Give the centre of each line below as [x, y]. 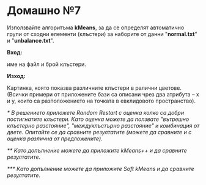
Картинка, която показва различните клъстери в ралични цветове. [94, 88]
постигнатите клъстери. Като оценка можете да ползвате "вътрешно [98, 119]
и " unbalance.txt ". [31, 40]
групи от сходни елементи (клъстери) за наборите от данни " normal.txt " [102, 34]
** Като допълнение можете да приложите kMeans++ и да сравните [97, 150]
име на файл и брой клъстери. [46, 64]
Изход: [17, 76]
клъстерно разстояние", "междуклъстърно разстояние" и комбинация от [103, 125]
